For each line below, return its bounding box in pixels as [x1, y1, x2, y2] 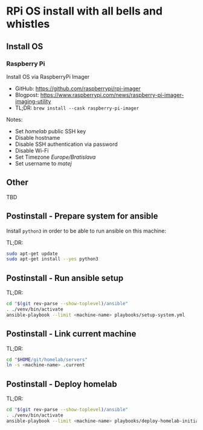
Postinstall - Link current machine [6, 329, 137, 339]
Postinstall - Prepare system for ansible [6, 211, 158, 222]
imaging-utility [14, 98, 51, 105]
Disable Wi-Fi [14, 147, 49, 154]
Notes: [6, 116, 23, 123]
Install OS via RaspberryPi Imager [6, 73, 89, 80]
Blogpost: [14, 91, 39, 98]
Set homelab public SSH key [14, 127, 86, 134]
